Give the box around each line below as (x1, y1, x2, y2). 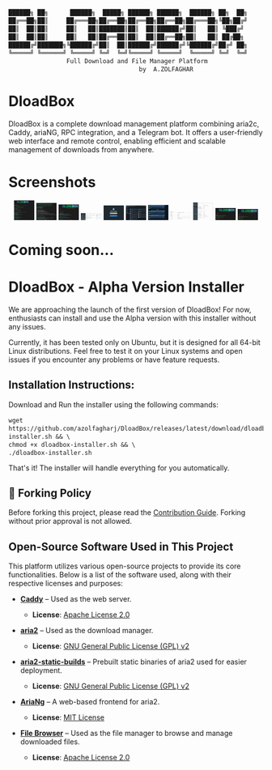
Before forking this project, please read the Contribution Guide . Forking (8, 508, 246, 517)
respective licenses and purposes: (8, 579, 124, 589)
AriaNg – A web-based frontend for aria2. (19, 697, 160, 707)
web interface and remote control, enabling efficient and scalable (8, 136, 227, 146)
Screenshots (8, 173, 96, 192)
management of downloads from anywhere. (8, 144, 155, 154)
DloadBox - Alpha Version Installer (8, 278, 245, 296)
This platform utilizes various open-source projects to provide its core (8, 561, 241, 571)
